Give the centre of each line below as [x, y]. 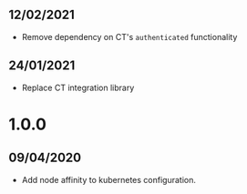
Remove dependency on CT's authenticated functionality [129, 36]
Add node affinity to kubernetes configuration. [109, 179]
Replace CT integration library [78, 87]
